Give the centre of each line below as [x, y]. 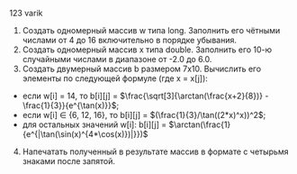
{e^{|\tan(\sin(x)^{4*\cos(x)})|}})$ [85, 134]
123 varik [26, 13]
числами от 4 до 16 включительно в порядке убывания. [129, 40]
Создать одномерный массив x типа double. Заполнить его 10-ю [147, 50]
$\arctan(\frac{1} [200, 124]
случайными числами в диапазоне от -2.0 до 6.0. [117, 59]
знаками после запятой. [68, 161]
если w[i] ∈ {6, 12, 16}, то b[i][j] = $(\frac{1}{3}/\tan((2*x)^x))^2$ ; [144, 115]
